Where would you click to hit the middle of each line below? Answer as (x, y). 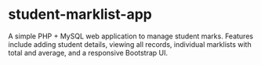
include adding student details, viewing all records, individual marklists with (130, 44)
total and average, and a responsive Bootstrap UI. (88, 52)
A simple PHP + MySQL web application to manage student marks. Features (130, 36)
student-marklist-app (80, 14)
